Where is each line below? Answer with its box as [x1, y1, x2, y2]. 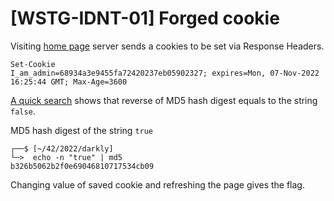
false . [10, 105, 36, 117]
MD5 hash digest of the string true [10, 124, 154, 136]
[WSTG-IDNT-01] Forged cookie [10, 7, 280, 30]
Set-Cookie [10, 59, 56, 69]
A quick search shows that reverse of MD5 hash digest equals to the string [10, 94, 318, 106]
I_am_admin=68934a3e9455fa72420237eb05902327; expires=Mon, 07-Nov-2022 [10, 68, 320, 78]
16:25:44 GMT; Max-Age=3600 [10, 77, 128, 87]
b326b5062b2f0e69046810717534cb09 [10, 161, 155, 171]
